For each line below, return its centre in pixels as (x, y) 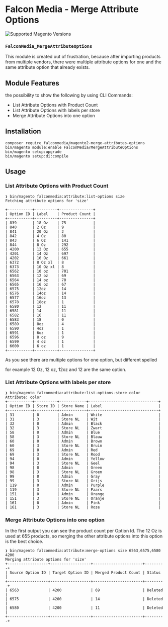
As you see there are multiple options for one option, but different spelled (81, 360)
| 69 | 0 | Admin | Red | (83, 450)
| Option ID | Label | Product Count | (50, 214)
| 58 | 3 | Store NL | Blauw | (83, 437)
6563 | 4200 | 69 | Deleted (87, 590)
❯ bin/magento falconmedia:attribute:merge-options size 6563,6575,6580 (83, 551)
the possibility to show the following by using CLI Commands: (69, 95)
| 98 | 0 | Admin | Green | (83, 468)
